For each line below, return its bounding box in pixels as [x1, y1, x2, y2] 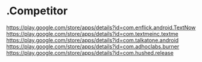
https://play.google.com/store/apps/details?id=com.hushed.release [6, 49, 174, 56]
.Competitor [6, 4, 68, 18]
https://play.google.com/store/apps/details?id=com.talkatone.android [6, 36, 179, 44]
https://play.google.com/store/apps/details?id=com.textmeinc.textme [6, 30, 179, 37]
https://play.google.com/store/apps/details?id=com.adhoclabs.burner [6, 43, 180, 50]
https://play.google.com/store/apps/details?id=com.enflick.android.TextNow [6, 24, 196, 31]
